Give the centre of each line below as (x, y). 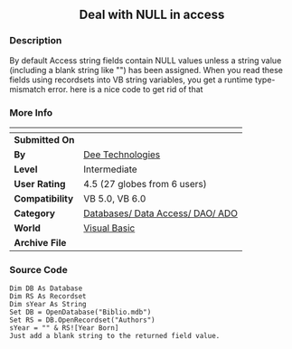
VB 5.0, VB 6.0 (115, 198)
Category (35, 213)
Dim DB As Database (46, 288)
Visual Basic (109, 228)
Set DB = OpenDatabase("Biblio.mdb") (80, 312)
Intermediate (110, 169)
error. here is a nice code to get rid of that (125, 89)
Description (36, 41)
